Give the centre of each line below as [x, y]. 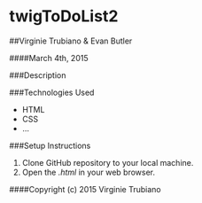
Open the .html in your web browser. [89, 172]
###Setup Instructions [50, 145]
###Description [38, 75]
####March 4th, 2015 [49, 58]
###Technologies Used [52, 92]
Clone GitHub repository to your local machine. [108, 162]
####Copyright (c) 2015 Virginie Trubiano [85, 189]
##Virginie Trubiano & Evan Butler [71, 41]
